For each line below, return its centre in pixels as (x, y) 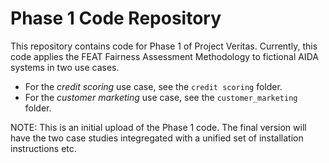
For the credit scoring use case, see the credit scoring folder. (153, 86)
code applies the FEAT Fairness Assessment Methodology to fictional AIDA (164, 56)
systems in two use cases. (65, 67)
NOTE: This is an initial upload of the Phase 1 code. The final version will (158, 127)
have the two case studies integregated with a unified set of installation (157, 138)
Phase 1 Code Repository (116, 18)
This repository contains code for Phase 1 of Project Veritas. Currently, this (164, 46)
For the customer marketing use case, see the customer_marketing (161, 97)
